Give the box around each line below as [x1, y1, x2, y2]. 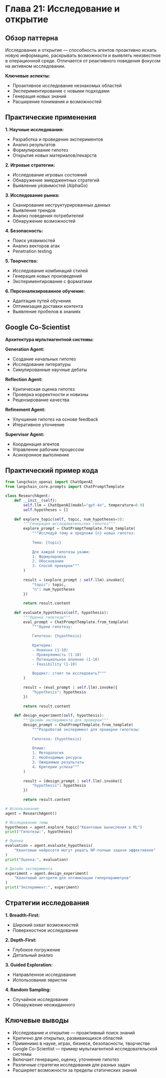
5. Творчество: [5, 257, 38, 264]
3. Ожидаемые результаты [32, 760, 84, 765]
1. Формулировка [32, 554, 66, 559]
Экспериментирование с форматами [12, 278, 92, 284]
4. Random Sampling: [5, 986, 51, 993]
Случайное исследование [12, 996, 69, 1002]
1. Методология [32, 750, 64, 756]
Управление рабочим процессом [12, 446, 84, 453]
